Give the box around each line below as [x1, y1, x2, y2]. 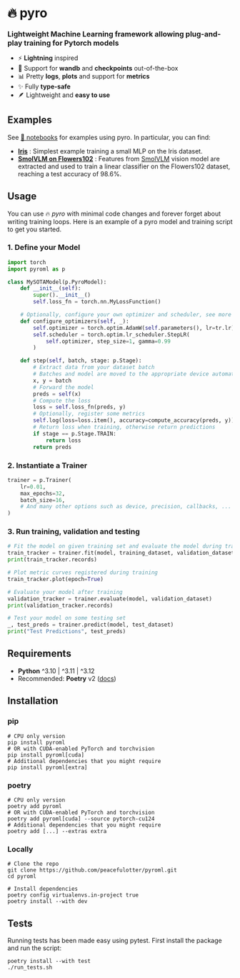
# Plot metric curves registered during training [7, 569, 159, 576]
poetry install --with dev [7, 898, 88, 905]
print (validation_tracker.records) [7, 602, 114, 609]
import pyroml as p [7, 266, 66, 273]
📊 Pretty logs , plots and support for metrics [17, 71, 150, 80]
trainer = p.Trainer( [7, 476, 72, 483]
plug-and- [185, 29, 221, 39]
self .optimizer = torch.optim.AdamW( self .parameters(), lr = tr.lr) [33, 324, 235, 331]
